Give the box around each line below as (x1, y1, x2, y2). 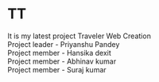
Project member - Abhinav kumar (7, 57, 117, 66)
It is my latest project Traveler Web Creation (7, 31, 152, 41)
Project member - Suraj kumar (7, 64, 107, 74)
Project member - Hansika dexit (7, 48, 112, 57)
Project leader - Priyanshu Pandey (7, 39, 120, 49)
